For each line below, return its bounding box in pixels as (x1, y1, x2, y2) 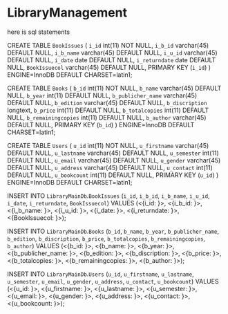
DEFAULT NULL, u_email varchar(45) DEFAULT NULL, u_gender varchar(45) (7, 156, 221, 164)
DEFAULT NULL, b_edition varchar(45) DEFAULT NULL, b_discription (7, 98, 207, 107)
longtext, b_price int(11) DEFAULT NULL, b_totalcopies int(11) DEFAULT (7, 106, 209, 114)
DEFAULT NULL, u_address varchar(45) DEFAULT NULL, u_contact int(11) (7, 163, 213, 172)
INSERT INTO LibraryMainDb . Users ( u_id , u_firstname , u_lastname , (7, 270, 195, 278)
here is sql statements (7, 28, 70, 36)
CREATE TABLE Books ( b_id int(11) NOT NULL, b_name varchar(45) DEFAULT (7, 84, 222, 92)
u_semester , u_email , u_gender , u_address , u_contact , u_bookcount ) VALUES (7, 277, 219, 285)
